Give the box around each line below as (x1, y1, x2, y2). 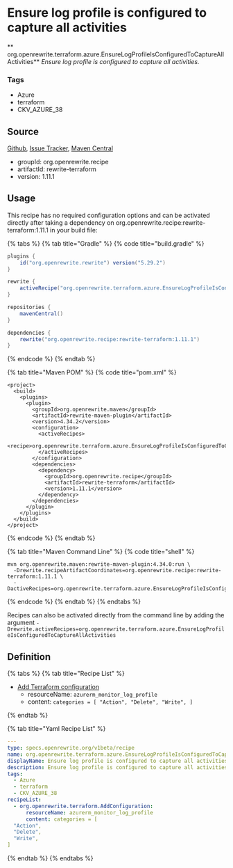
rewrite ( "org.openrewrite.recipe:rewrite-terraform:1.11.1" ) (19, 336, 200, 342)
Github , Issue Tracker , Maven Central (7, 144, 113, 152)
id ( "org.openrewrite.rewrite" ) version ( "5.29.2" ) (19, 259, 166, 266)
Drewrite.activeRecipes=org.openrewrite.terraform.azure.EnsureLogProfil (7, 626, 225, 633)
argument (7, 618, 35, 627)
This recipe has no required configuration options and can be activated (7, 211, 210, 219)
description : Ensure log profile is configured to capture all (7, 764, 194, 771)
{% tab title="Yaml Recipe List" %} (7, 725, 106, 733)
